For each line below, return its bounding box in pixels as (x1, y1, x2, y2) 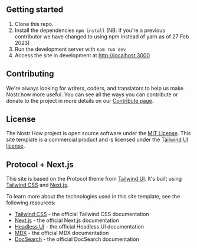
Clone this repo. (14, 20, 54, 27)
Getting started (6, 5, 64, 15)
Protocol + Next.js (6, 159, 74, 169)
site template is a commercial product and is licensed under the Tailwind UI (6, 136, 189, 143)
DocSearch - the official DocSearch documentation (14, 236, 140, 243)
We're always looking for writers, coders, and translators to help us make (6, 84, 184, 92)
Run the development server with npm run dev (14, 45, 126, 53)
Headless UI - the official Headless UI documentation (14, 223, 145, 230)
